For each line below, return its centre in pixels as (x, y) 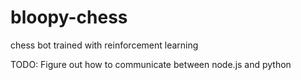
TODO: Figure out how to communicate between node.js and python (151, 64)
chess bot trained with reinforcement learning (104, 45)
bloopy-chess (69, 17)
